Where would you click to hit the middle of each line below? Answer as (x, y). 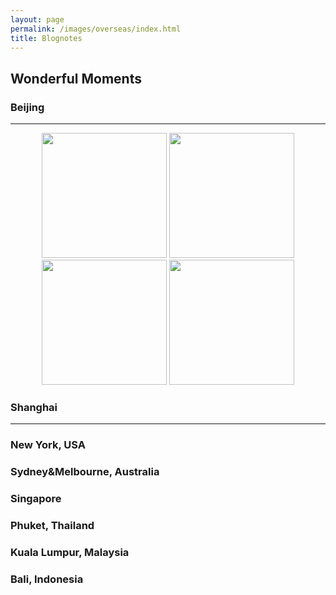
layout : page (37, 19)
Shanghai (34, 407)
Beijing (27, 107)
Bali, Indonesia (47, 579)
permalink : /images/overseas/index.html (96, 29)
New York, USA (48, 445)
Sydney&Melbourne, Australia (85, 472)
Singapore (36, 499)
